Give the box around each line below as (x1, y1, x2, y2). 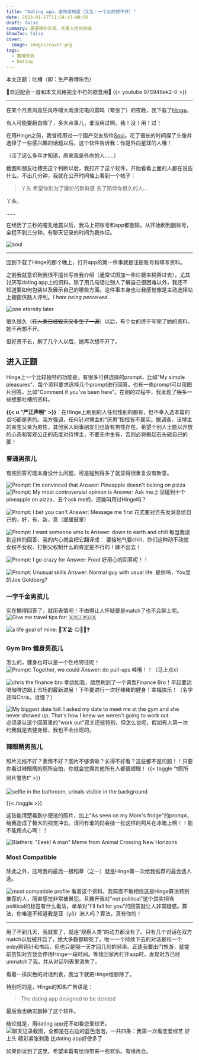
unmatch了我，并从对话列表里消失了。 (6, 958, 101, 965)
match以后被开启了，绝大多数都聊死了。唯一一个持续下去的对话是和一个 (6, 935, 182, 943)
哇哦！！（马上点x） (131, 666, 182, 673)
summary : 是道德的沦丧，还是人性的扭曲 (6, 25, 92, 32)
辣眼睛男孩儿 (6, 743, 43, 751)
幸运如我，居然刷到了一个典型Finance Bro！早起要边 (64, 679, 192, 686)
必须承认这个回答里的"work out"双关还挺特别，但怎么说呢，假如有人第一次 (6, 719, 188, 726)
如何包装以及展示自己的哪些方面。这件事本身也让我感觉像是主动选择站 (21, 286, 193, 293)
